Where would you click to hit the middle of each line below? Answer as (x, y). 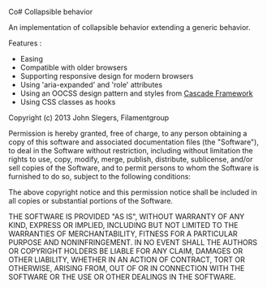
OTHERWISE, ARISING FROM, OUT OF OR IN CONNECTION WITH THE (127, 268)
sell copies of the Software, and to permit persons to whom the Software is (134, 168)
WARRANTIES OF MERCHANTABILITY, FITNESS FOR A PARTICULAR (123, 234)
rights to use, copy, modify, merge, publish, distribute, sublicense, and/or (131, 159)
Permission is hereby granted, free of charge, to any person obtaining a (128, 133)
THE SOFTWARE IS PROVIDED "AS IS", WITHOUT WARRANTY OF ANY (127, 217)
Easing (31, 59)
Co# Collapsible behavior (51, 12)
